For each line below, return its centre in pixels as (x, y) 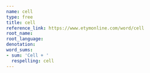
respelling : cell (33, 61)
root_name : (20, 34)
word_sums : (20, 50)
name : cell (20, 11)
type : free (20, 17)
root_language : (25, 39)
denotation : (21, 45)
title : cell (21, 22)
